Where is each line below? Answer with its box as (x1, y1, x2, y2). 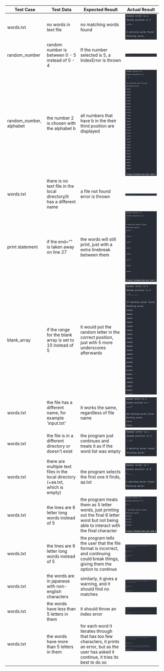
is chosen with (46, 120, 76, 126)
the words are (46, 573, 75, 579)
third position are (80, 123, 115, 129)
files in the (46, 469, 68, 475)
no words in (46, 22, 71, 27)
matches (80, 591, 98, 597)
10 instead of (46, 342, 74, 348)
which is (46, 484, 63, 490)
